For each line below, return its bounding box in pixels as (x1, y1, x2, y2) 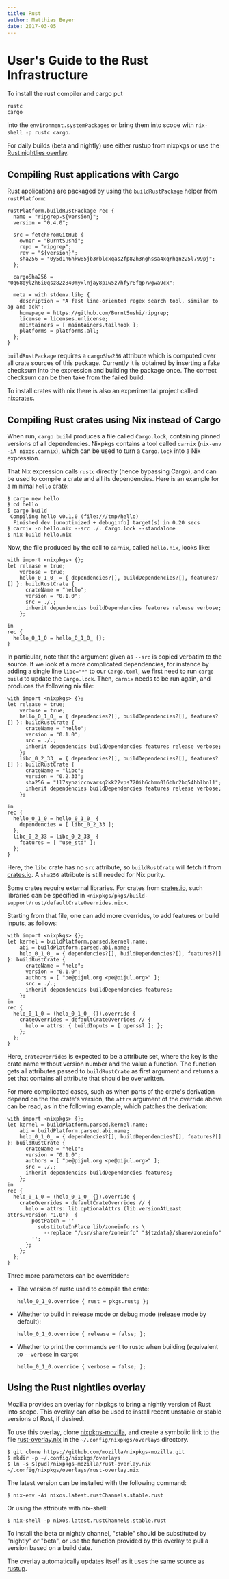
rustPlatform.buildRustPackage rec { (7, 207, 115, 215)
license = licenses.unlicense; (19, 316, 109, 323)
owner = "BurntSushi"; (19, 237, 84, 244)
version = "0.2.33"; (25, 773, 84, 780)
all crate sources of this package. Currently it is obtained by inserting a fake (7, 359, 221, 367)
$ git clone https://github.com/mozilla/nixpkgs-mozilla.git (7, 1449, 185, 1455)
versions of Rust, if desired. (7, 1414, 85, 1423)
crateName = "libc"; (25, 767, 84, 774)
